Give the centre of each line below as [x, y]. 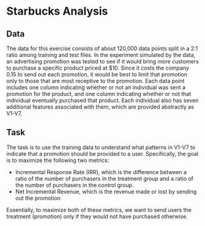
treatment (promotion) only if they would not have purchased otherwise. [97, 216]
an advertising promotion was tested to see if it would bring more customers [102, 61]
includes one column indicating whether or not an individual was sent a [96, 87]
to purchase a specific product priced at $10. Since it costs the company [98, 68]
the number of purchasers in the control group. [74, 185]
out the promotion [38, 198]
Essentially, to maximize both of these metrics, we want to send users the [99, 210]
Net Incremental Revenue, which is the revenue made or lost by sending [106, 191]
